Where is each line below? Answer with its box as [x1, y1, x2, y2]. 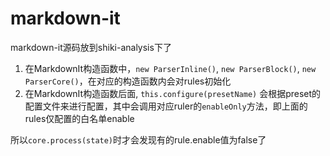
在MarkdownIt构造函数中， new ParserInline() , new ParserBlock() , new [24, 62, 317, 74]
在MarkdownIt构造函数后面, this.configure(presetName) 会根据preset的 [24, 87, 322, 99]
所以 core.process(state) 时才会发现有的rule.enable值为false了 [10, 133, 267, 146]
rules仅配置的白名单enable [24, 112, 135, 124]
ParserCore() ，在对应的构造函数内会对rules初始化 [24, 75, 232, 87]
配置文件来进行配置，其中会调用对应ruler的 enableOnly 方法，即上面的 [24, 100, 308, 112]
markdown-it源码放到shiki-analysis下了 [10, 41, 172, 53]
